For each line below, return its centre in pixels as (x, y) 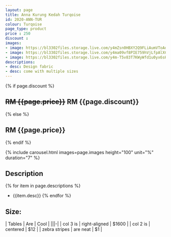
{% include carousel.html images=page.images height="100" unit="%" (80, 152)
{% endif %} (18, 142)
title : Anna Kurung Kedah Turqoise (43, 15)
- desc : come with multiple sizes (42, 72)
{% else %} (17, 114)
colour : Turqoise (24, 24)
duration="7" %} (23, 158)
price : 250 (18, 34)
